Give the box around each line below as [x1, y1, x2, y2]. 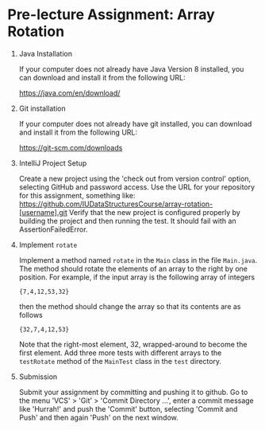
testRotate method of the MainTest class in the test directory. [18, 356, 222, 365]
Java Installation [18, 49, 73, 58]
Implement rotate [18, 240, 78, 249]
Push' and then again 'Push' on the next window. [18, 412, 179, 422]
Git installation [18, 104, 66, 113]
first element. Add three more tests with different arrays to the [18, 348, 222, 358]
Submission [18, 372, 58, 381]
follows [18, 310, 43, 319]
